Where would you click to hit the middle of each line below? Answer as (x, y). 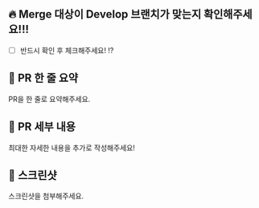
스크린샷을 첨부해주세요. (46, 196)
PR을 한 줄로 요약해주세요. (49, 99)
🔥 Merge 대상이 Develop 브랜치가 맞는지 (105, 14)
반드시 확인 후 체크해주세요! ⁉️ (67, 50)
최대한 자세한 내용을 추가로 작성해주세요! (72, 148)
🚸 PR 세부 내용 (42, 127)
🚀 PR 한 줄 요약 (43, 78)
